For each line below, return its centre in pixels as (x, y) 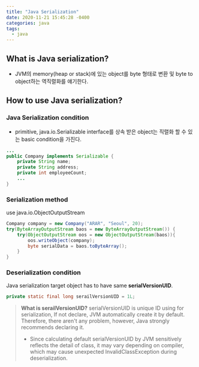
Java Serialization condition (48, 118)
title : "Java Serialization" (43, 12)
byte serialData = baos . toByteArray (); (78, 246)
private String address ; (48, 167)
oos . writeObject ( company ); (61, 240)
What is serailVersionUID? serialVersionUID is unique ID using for (102, 308)
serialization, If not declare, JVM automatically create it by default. (102, 315)
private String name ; (44, 162)
